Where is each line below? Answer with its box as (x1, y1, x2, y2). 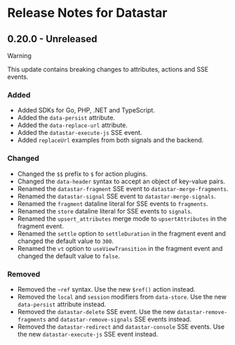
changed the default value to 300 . (17, 237, 114, 245)
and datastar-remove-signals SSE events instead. (48, 315, 192, 323)
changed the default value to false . (17, 252, 121, 260)
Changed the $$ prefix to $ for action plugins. (17, 169, 148, 178)
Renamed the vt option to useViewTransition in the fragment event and (17, 244, 223, 252)
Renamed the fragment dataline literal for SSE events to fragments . (17, 199, 208, 208)
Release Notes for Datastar (7, 5, 168, 21)
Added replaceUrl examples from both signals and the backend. (17, 136, 204, 145)
